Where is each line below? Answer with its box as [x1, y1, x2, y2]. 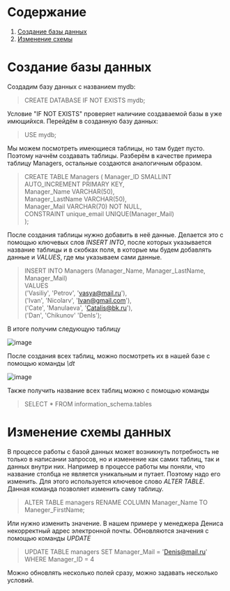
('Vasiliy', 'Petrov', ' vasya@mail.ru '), [24, 288, 128, 297]
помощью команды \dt [7, 359, 75, 367]
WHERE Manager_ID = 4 [24, 555, 95, 563]
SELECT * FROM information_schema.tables [24, 399, 152, 408]
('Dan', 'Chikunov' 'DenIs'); [24, 311, 102, 319]
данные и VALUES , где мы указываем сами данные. [7, 252, 162, 261]
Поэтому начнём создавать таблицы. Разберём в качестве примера [7, 151, 213, 159]
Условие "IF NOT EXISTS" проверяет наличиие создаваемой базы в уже [7, 109, 222, 118]
